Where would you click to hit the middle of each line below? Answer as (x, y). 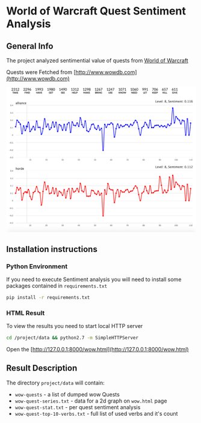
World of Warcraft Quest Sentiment (96, 11)
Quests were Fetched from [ (41, 72)
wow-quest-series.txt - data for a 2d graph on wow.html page (91, 401)
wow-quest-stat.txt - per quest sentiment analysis (78, 407)
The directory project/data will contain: (55, 383)
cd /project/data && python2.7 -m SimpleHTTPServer (72, 338)
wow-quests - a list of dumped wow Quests (67, 394)
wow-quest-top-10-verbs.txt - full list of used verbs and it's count (96, 413)
